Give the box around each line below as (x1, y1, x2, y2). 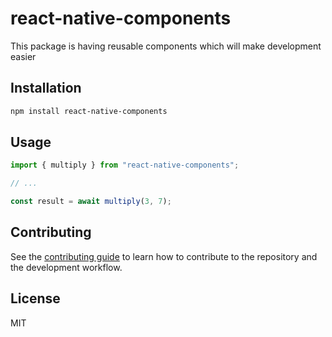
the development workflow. (10, 261, 123, 273)
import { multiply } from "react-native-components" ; (10, 160, 240, 171)
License (10, 290, 61, 307)
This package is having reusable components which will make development (10, 40, 322, 52)
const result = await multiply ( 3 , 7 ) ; (10, 197, 172, 207)
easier (10, 50, 37, 62)
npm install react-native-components (10, 106, 168, 116)
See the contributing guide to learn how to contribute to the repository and (10, 250, 318, 262)
